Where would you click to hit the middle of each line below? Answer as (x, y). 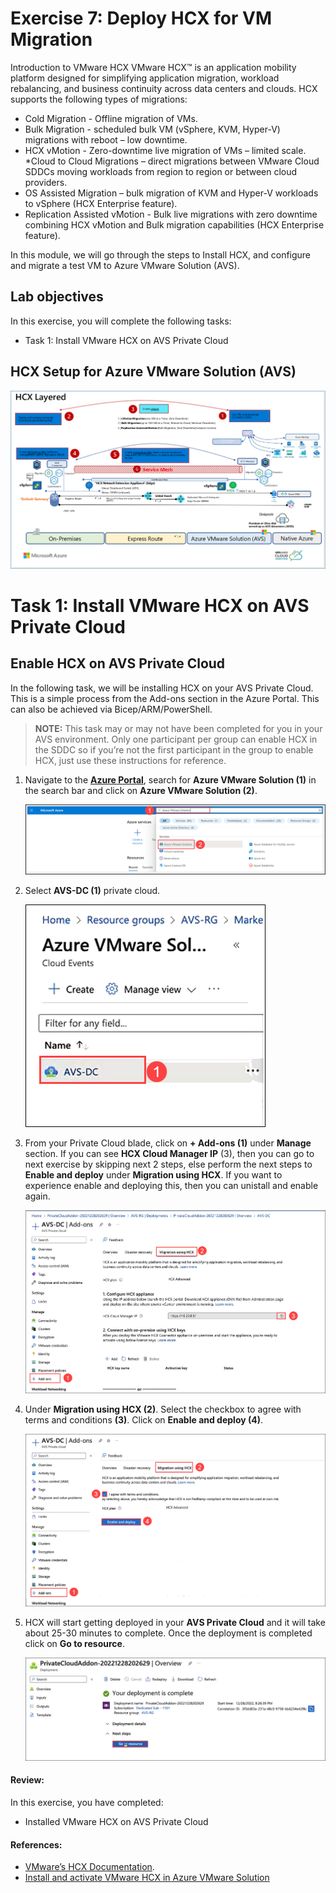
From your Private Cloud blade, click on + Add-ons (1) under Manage (168, 1143)
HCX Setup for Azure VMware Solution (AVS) (153, 372)
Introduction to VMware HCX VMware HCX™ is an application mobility (153, 67)
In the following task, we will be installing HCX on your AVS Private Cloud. (162, 688)
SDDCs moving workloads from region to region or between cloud (161, 171)
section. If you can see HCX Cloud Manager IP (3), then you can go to (169, 1154)
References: (36, 1844)
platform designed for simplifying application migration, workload (145, 78)
